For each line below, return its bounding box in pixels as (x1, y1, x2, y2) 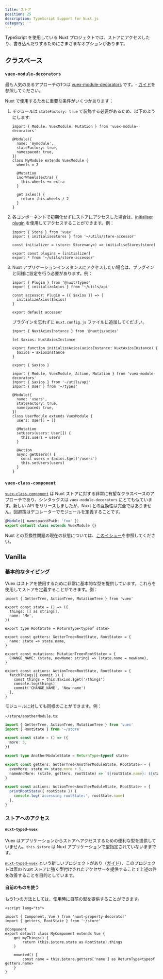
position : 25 (5, 12, 32, 17)
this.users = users (21, 435, 61, 440)
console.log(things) (14, 681, 55, 686)
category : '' (5, 20, 32, 26)
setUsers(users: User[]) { (16, 430, 71, 435)
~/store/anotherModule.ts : (5, 713, 59, 719)
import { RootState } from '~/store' (5, 727, 81, 732)
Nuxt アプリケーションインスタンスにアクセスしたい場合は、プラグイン (12, 264, 154, 270)
